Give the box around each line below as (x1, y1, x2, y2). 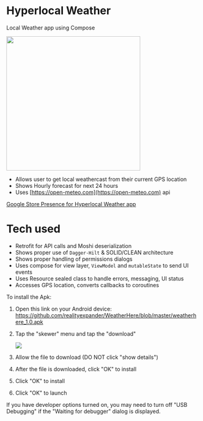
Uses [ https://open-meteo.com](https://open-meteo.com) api (15, 188, 171, 196)
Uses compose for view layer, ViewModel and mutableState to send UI (15, 261, 189, 269)
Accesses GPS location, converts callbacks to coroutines (15, 281, 160, 288)
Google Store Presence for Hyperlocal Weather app (6, 200, 136, 207)
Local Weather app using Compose (6, 24, 95, 31)
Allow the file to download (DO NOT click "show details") (15, 353, 159, 361)
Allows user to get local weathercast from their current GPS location (15, 176, 187, 183)
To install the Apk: (6, 293, 52, 301)
